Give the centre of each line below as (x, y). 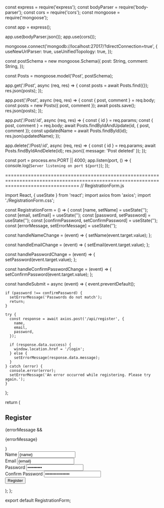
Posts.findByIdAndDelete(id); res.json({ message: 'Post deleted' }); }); (76, 151)
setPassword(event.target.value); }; (41, 259)
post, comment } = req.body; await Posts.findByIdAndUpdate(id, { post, (78, 126)
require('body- (134, 7)
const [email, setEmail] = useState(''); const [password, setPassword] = (78, 215)
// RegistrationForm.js (102, 185)
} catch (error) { (24, 366)
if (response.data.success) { (40, 345)
